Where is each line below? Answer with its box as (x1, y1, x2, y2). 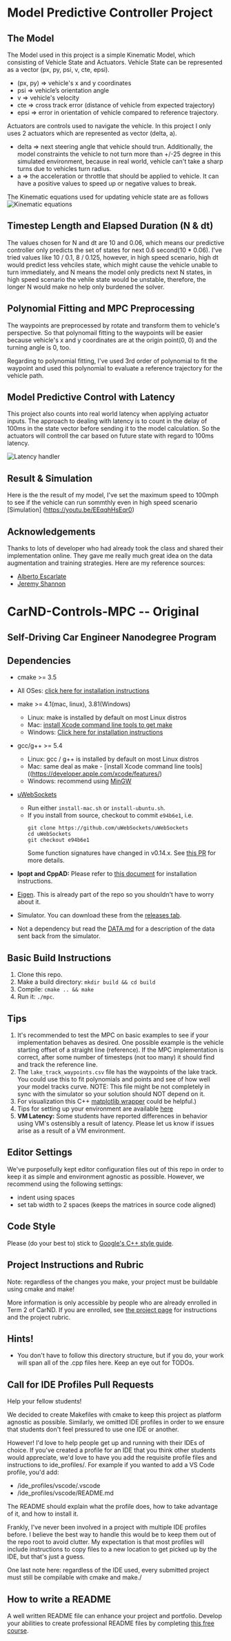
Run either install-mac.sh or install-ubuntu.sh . (27, 804, 165, 812)
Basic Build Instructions (7, 952, 112, 964)
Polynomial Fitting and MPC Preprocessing (7, 303, 195, 314)
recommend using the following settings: (7, 1179, 123, 1188)
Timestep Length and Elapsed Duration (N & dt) (7, 220, 214, 232)
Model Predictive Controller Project (7, 5, 213, 21)
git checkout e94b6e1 (27, 836, 90, 844)
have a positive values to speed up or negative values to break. (17, 179, 197, 188)
